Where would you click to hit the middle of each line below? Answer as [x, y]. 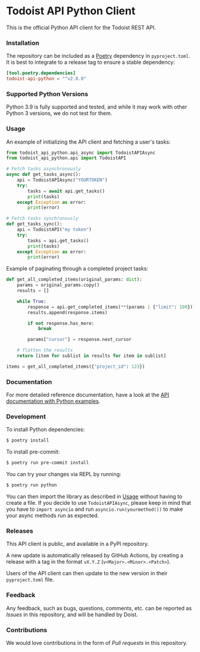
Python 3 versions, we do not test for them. [59, 113]
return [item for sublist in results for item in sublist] [92, 356]
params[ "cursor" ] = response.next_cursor [80, 340]
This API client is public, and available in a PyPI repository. [78, 544]
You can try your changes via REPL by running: [64, 474]
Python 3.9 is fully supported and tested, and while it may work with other [97, 107]
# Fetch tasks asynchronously [44, 169]
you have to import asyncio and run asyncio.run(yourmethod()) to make [95, 509]
